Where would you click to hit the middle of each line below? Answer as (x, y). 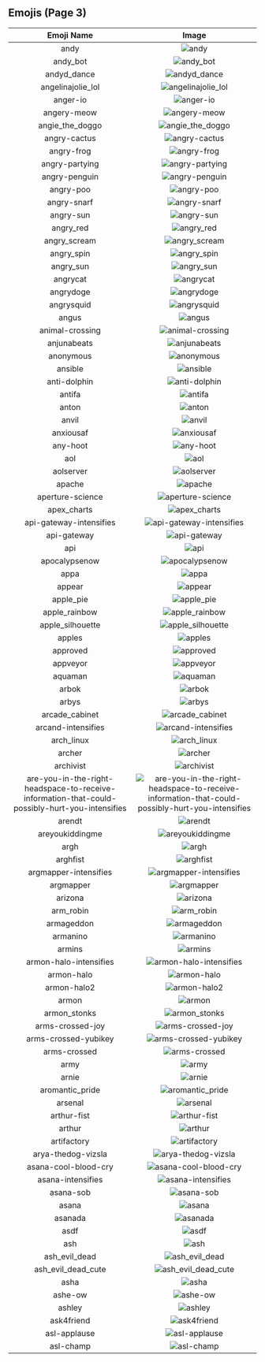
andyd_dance (70, 74)
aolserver (70, 471)
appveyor (70, 663)
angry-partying (70, 163)
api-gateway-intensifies (70, 522)
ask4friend (70, 1320)
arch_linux (70, 740)
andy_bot (70, 61)
